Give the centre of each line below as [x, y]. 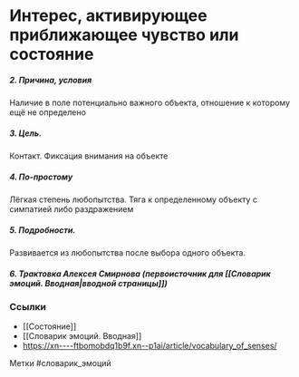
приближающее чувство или [124, 35]
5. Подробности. [43, 230]
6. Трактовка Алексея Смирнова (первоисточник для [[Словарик [140, 274]
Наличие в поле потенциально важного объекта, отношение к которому [150, 103]
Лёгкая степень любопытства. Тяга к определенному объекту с [134, 199]
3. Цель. [26, 133]
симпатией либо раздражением [72, 209]
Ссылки [28, 307]
